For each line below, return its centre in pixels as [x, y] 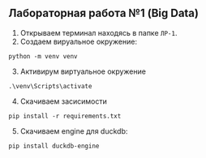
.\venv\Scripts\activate [50, 86]
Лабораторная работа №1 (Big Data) [103, 13]
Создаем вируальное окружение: [79, 41]
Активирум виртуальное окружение [83, 71]
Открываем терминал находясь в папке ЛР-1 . [99, 32]
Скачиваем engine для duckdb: [74, 131]
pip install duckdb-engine [54, 146]
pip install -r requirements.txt [65, 116]
